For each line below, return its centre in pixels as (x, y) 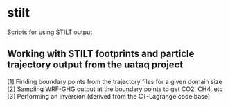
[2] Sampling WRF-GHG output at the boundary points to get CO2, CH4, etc (115, 89)
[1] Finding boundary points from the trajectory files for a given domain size (115, 81)
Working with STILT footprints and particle (101, 54)
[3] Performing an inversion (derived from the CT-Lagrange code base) (109, 96)
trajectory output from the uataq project (95, 65)
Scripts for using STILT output (50, 32)
